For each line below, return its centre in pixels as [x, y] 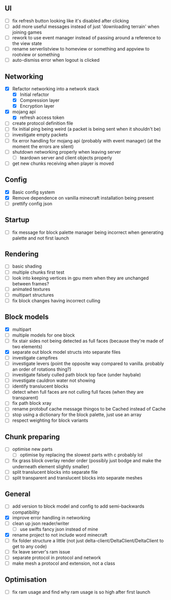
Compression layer [40, 100]
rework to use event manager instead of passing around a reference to [87, 37]
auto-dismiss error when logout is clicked [56, 60]
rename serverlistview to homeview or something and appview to [81, 49]
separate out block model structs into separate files [66, 352]
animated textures [31, 289]
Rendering [22, 254]
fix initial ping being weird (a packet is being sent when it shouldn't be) [87, 129]
